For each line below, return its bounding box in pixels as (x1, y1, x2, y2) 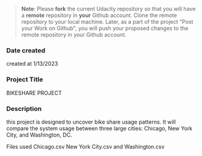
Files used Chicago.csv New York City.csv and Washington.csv (6, 143, 165, 150)
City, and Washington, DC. (6, 131, 72, 138)
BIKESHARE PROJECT (6, 89, 62, 96)
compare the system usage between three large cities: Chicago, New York (6, 124, 193, 132)
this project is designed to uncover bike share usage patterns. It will (6, 118, 176, 126)
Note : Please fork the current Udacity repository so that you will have (21, 5, 196, 12)
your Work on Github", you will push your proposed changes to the (21, 24, 189, 32)
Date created (6, 46, 46, 54)
